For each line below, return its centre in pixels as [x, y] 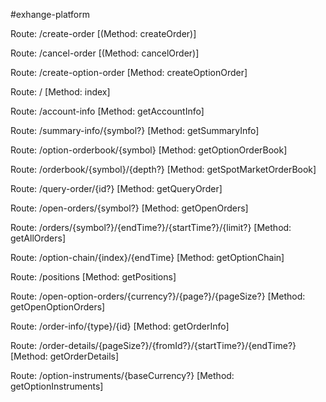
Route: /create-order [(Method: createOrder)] [103, 33]
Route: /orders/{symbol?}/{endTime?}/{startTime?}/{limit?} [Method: [151, 227]
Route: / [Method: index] [60, 92]
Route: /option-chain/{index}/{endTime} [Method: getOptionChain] [147, 257]
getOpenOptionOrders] [58, 307]
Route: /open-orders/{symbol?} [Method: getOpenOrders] [129, 208]
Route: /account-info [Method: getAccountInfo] [107, 111]
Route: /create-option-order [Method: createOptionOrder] [129, 72]
